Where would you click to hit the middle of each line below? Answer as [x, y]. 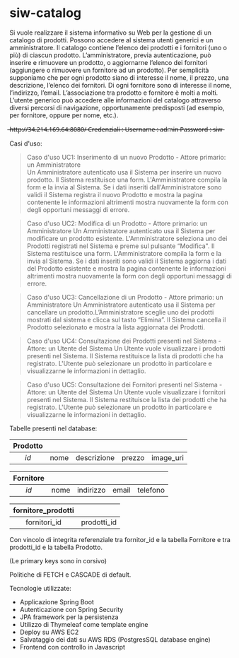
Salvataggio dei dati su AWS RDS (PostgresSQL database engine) [115, 639]
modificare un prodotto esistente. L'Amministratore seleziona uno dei [127, 238]
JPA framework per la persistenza [69, 617]
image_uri [168, 457]
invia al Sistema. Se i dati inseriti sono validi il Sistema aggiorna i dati [127, 261]
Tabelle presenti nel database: [53, 428]
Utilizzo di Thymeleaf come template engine [84, 624]
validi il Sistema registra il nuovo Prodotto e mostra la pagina [115, 194]
